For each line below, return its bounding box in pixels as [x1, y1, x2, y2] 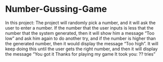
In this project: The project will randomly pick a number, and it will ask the [5, 20, 156, 26]
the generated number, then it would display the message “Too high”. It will [5, 40, 159, 46]
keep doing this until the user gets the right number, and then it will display [5, 46, 158, 52]
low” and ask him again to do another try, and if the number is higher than [5, 35, 156, 41]
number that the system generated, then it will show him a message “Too [5, 30, 155, 36]
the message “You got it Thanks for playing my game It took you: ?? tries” [5, 51, 156, 57]
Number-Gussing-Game [5, 3, 107, 15]
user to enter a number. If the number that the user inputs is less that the [5, 25, 154, 31]
